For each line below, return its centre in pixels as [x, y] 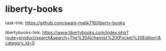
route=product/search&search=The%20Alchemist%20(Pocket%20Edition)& [83, 38]
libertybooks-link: [23, 32]
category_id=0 [20, 43]
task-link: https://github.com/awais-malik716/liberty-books [65, 23]
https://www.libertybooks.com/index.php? [85, 32]
